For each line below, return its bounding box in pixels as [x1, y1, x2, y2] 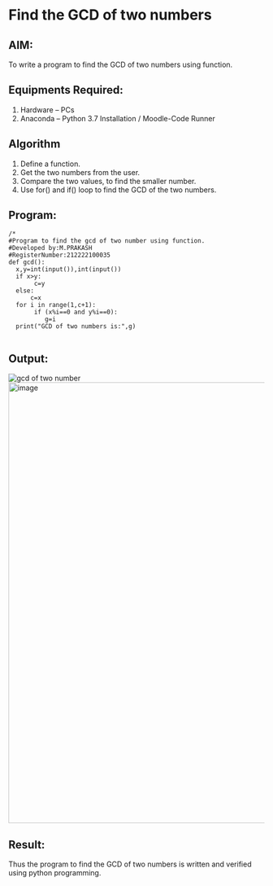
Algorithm [8, 137, 61, 151]
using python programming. [8, 868, 102, 878]
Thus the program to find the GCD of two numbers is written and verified [8, 859, 252, 869]
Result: [8, 837, 45, 852]
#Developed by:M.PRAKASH [8, 244, 93, 252]
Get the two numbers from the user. [19, 167, 141, 177]
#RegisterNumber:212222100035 [8, 251, 111, 260]
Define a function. [19, 159, 81, 169]
